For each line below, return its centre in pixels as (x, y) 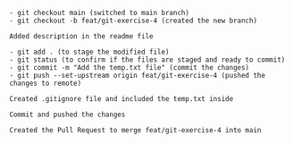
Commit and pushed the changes (67, 114)
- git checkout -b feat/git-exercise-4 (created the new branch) (133, 21)
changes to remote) (46, 83)
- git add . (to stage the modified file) (89, 52)
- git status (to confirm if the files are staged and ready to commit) (147, 60)
